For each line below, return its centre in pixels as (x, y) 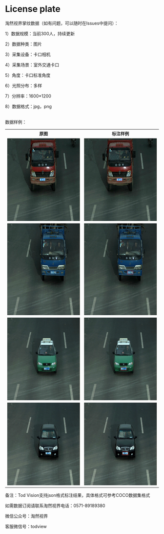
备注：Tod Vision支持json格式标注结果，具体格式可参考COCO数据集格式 (78, 495)
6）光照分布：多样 (24, 85)
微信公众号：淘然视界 (26, 516)
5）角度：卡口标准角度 (28, 75)
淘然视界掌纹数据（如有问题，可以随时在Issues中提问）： (62, 23)
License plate (33, 9)
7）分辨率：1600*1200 (28, 96)
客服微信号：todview (26, 526)
